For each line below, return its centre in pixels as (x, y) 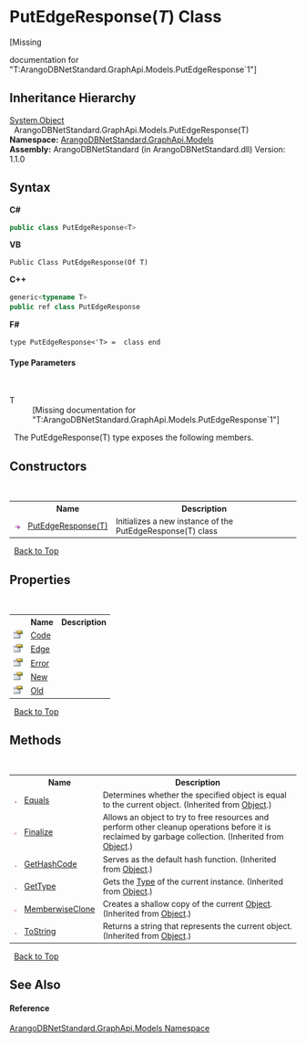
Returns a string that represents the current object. (198, 926)
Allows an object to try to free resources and (186, 818)
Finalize (39, 831)
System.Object (37, 120)
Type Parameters (43, 362)
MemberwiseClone (60, 909)
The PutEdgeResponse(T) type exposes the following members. (133, 438)
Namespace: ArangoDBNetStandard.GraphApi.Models (112, 140)
